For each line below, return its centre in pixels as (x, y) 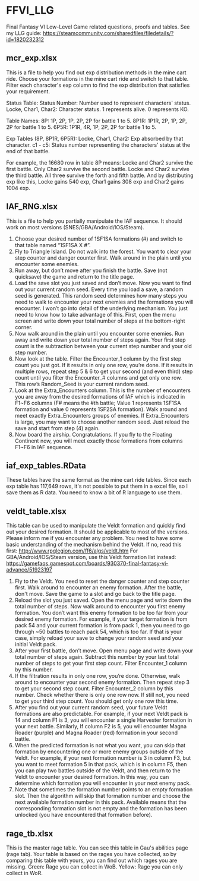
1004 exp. (18, 188)
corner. (23, 327)
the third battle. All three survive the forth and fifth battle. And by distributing (100, 175)
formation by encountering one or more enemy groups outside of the (99, 751)
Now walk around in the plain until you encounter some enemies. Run (99, 333)
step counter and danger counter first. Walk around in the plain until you (103, 258)
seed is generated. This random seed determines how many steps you (101, 295)
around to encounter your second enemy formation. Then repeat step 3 (102, 682)
